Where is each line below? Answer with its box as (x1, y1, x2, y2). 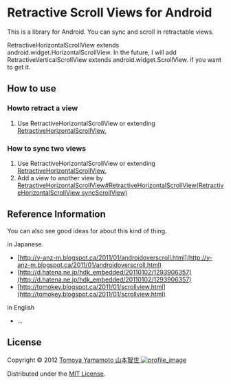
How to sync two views (7, 143, 86, 153)
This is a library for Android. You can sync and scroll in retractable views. (7, 28, 214, 36)
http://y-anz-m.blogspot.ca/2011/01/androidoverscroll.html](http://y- (19, 253, 213, 262)
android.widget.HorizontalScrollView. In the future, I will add (7, 48, 177, 56)
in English (7, 303, 35, 311)
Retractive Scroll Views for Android (7, 5, 212, 21)
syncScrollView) (81, 188, 128, 197)
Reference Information (7, 209, 107, 220)
